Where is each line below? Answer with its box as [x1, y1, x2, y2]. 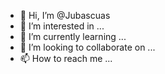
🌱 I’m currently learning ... [19, 31, 127, 42]
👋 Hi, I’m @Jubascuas [19, 10, 111, 21]
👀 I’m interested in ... [19, 20, 105, 32]
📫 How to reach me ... [19, 53, 113, 64]
